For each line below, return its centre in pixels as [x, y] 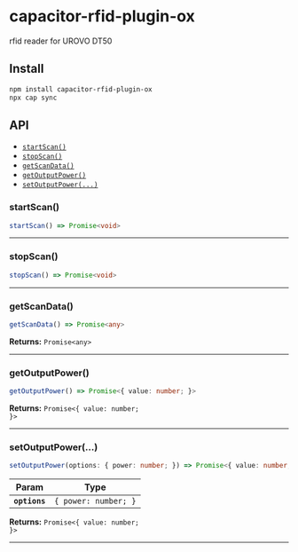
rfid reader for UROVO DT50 [61, 41]
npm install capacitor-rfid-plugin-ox [81, 89]
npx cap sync [33, 98]
